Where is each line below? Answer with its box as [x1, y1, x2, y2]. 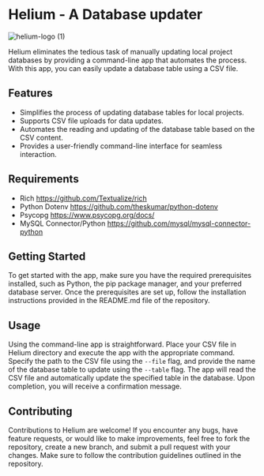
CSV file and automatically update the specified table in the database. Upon [8, 373, 255, 383]
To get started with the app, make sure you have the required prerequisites [8, 271, 251, 280]
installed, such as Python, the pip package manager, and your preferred [8, 279, 243, 289]
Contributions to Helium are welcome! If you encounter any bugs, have [8, 425, 239, 435]
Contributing [8, 404, 73, 418]
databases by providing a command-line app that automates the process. [8, 55, 247, 65]
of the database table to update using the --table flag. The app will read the [8, 365, 257, 374]
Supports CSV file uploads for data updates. [19, 116, 164, 126]
